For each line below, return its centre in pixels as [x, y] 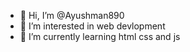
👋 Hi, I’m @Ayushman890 [72, 15]
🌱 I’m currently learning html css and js [100, 36]
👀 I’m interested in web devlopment [92, 26]
